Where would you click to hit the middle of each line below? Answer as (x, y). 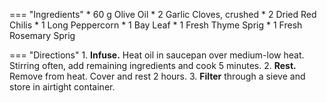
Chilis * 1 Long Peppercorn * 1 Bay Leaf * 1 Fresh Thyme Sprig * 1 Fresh (156, 25)
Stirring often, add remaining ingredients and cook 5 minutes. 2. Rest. (153, 65)
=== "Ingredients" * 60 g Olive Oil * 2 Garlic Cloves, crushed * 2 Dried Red (163, 14)
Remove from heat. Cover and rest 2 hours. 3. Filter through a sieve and (157, 76)
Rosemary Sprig (42, 35)
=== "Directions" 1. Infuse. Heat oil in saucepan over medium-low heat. (157, 55)
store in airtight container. (62, 87)
